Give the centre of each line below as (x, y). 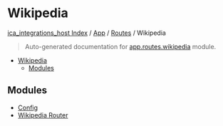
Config (27, 107)
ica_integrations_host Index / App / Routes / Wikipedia (87, 33)
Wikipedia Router (43, 115)
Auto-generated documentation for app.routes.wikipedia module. (120, 46)
